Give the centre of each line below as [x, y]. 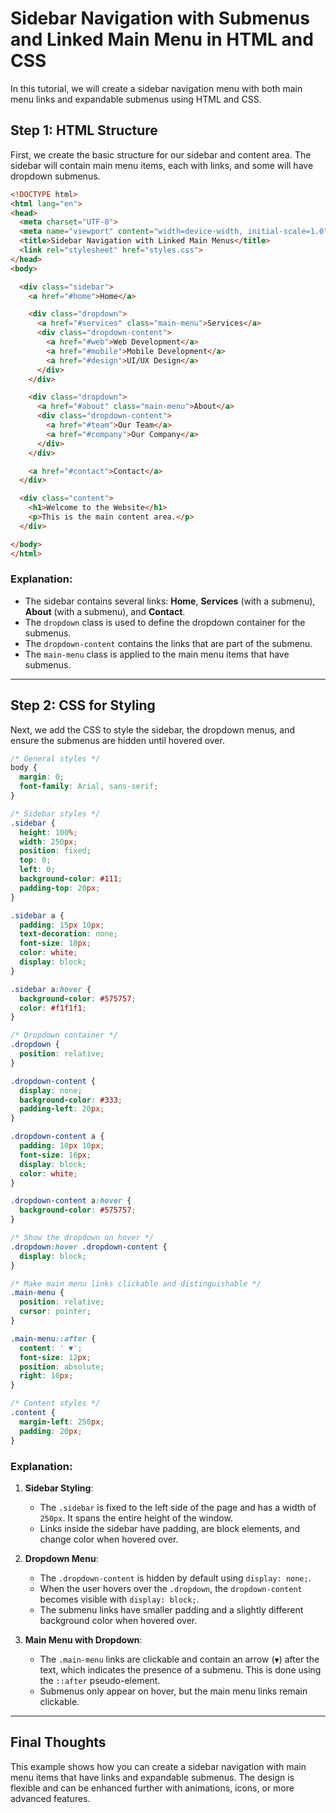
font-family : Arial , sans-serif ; [89, 787]
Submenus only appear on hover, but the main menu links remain [173, 1691]
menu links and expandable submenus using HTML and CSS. [136, 99]
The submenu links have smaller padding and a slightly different [171, 1609]
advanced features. [50, 1798]
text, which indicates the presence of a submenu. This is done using [180, 1669]
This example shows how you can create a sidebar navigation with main [158, 1766]
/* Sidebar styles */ [55, 813]
